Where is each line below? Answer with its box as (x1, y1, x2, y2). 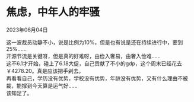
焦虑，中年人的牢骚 (6, 5, 100, 19)
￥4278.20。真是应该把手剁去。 (6, 67, 84, 74)
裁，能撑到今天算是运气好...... (6, 82, 78, 89)
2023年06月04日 (6, 26, 48, 33)
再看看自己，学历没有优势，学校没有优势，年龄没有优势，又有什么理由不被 (6, 75, 188, 82)
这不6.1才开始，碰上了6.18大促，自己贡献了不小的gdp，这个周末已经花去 (6, 60, 182, 67)
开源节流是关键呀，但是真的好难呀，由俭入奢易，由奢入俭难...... (6, 52, 161, 59)
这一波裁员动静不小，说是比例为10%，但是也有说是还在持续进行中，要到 (6, 39, 183, 46)
